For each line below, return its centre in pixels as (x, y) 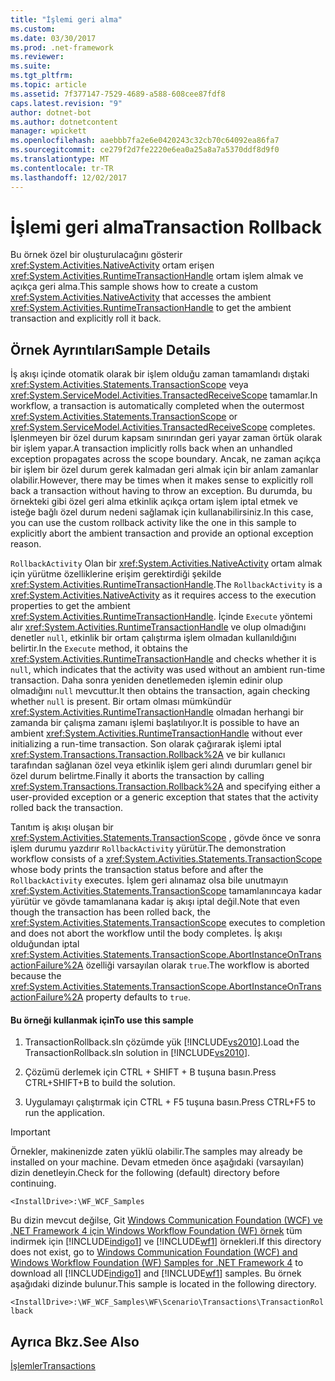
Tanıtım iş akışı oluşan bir (62, 827)
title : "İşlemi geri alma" (66, 19)
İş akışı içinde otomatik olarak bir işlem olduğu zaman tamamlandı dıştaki (160, 374)
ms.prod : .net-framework (62, 47)
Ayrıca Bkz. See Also (75, 1341)
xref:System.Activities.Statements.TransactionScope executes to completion (168, 923)
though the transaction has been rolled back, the (110, 912)
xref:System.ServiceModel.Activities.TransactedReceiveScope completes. (163, 427)
